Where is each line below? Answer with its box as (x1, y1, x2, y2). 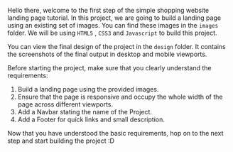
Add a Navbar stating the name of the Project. (17, 108, 153, 116)
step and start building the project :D (7, 136, 115, 145)
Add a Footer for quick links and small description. (17, 115, 165, 124)
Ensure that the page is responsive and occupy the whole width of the (17, 92, 223, 101)
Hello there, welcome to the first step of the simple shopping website (7, 6, 210, 14)
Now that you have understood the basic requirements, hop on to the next (7, 129, 224, 137)
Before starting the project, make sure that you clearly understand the (7, 64, 212, 72)
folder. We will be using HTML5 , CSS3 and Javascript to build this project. (7, 28, 218, 37)
